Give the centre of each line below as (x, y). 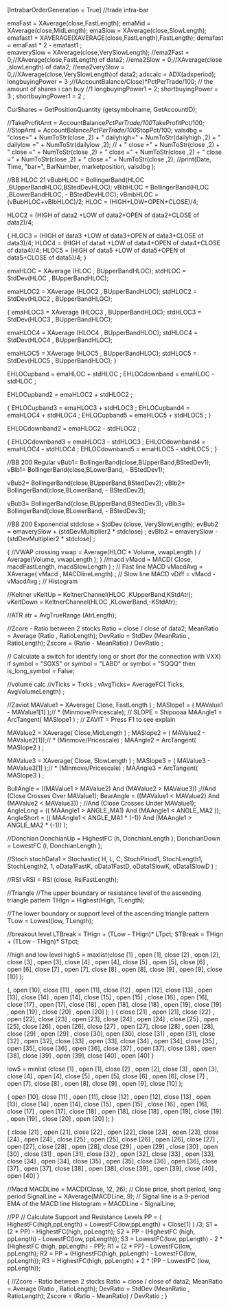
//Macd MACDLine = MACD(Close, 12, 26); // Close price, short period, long (114, 1189)
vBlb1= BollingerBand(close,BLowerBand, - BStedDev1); (86, 469)
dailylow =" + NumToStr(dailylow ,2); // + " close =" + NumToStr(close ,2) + (114, 145)
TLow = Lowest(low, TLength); (50, 921)
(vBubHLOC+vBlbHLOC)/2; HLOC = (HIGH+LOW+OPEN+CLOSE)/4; (103, 202)
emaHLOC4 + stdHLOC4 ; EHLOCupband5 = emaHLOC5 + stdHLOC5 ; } (109, 415)
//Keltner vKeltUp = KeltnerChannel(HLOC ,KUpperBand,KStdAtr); (100, 594)
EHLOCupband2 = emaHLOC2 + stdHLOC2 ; (70, 395)
